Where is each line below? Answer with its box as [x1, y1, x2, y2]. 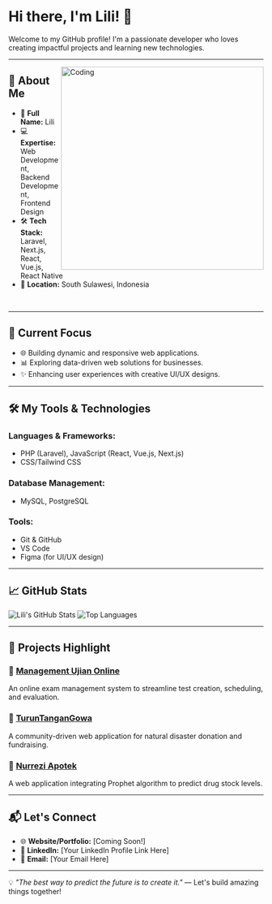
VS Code [19, 543, 50, 553]
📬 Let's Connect [8, 811, 97, 824]
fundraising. [8, 739, 49, 750]
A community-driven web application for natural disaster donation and [8, 731, 243, 741]
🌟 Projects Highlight [8, 641, 111, 655]
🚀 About [8, 74, 50, 88]
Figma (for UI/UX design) [19, 551, 104, 561]
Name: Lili [19, 117, 55, 127]
